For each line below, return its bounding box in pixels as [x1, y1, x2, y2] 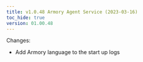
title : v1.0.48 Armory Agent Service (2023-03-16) [6, 9, 138, 15]
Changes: [6, 37, 31, 44]
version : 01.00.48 [6, 20, 53, 26]
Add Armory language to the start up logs [15, 49, 120, 56]
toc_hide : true [6, 15, 45, 21]
